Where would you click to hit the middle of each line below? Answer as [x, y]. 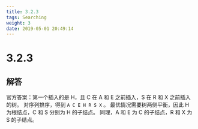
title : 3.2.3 [22, 12]
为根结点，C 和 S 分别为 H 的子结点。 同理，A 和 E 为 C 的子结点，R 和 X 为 [99, 112]
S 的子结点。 [22, 120]
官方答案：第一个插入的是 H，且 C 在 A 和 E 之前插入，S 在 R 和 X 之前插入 [98, 97]
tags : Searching [26, 17]
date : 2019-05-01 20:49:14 [40, 28]
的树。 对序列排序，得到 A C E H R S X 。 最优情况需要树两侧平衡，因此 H [98, 105]
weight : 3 [19, 23]
